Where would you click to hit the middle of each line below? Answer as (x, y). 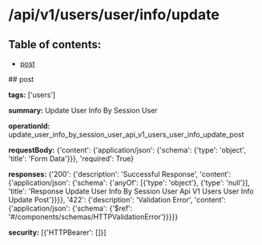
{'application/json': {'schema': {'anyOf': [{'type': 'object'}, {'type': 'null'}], (129, 183)
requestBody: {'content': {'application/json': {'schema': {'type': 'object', (127, 150)
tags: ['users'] (32, 95)
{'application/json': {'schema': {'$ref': (71, 208)
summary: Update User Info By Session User (83, 110)
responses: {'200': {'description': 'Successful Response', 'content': (120, 174)
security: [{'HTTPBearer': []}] (57, 232)
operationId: (29, 126)
